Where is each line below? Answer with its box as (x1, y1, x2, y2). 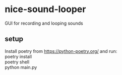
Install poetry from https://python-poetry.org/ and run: (5, 48, 117, 54)
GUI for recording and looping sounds (5, 20, 84, 26)
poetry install (5, 53, 32, 59)
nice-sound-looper (5, 4, 86, 15)
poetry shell (5, 59, 30, 65)
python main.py (5, 64, 37, 70)
